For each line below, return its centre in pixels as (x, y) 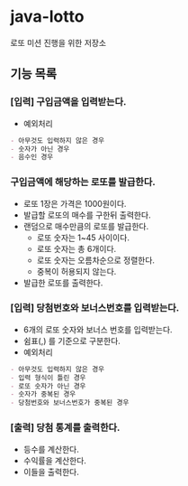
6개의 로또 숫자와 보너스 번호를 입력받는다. (98, 329)
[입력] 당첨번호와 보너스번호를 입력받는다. (95, 308)
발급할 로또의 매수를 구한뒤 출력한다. (87, 215)
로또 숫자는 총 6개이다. (76, 248)
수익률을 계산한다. (54, 460)
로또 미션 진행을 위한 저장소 (58, 42)
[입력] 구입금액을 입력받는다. (68, 102)
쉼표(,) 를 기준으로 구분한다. (72, 341)
